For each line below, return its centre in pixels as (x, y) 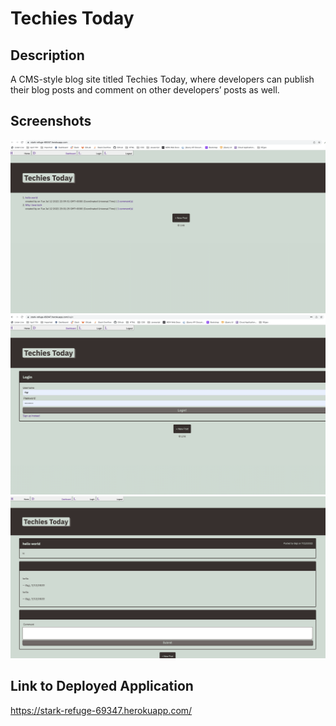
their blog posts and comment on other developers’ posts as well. (145, 90)
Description (47, 55)
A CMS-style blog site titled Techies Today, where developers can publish (162, 79)
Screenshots (51, 121)
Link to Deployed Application (102, 686)
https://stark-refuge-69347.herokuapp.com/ (101, 710)
